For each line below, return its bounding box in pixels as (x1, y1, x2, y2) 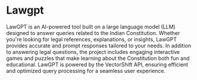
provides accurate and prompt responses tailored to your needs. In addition (6, 42, 192, 49)
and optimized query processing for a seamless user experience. (6, 67, 165, 74)
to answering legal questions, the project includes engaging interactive (6, 48, 180, 55)
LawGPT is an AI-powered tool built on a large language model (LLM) (6, 23, 176, 30)
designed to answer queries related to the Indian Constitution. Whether (6, 29, 180, 36)
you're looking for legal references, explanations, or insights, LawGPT (6, 36, 177, 43)
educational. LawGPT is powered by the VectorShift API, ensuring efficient (6, 60, 189, 68)
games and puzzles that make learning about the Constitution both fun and (6, 55, 190, 62)
